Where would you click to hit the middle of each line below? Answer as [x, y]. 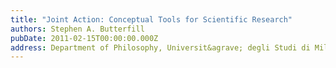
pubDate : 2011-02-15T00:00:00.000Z [84, 38]
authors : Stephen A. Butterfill [77, 29]
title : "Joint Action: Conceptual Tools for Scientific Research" [151, 19]
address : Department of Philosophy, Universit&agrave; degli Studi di [160, 47]
